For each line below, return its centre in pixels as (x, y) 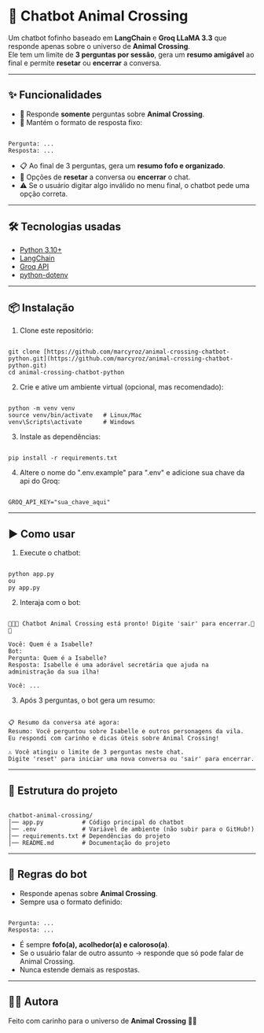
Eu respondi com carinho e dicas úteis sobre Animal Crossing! (114, 739)
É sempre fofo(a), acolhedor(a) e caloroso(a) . (95, 944)
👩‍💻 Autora (33, 1002)
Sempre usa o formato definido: (71, 902)
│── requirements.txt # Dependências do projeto (89, 836)
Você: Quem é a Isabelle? (50, 644)
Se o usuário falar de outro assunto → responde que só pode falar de (131, 953)
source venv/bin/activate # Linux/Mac (75, 415)
